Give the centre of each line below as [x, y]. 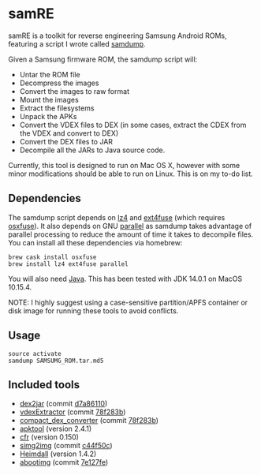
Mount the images [49, 99]
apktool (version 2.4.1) [56, 429]
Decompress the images [59, 83]
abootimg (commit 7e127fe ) [64, 462]
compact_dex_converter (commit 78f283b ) [89, 421]
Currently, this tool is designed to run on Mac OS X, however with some [124, 165]
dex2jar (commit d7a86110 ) [63, 404]
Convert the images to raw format [75, 91]
